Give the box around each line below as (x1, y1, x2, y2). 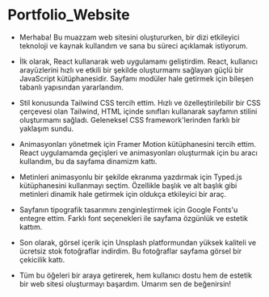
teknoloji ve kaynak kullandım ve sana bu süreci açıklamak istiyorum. (19, 40, 248, 50)
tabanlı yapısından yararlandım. (19, 82, 124, 92)
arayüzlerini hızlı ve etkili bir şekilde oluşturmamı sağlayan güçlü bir (19, 65, 244, 74)
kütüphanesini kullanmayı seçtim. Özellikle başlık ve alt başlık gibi (19, 180, 237, 190)
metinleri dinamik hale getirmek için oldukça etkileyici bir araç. (19, 189, 227, 199)
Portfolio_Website (7, 6, 130, 24)
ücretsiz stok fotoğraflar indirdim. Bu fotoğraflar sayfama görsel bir (19, 246, 242, 256)
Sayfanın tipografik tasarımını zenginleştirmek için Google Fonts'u (19, 204, 238, 215)
